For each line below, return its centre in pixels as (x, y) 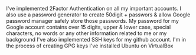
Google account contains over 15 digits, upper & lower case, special (89, 27)
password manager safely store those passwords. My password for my (92, 21)
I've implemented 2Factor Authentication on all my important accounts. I (94, 8)
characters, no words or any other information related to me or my (86, 33)
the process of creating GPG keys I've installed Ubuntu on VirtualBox (90, 46)
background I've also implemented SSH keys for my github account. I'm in (96, 39)
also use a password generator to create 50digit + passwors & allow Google (98, 15)
